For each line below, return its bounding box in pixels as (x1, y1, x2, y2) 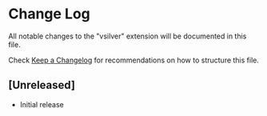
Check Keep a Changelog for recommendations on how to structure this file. (8, 55, 260, 65)
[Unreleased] (8, 78, 76, 92)
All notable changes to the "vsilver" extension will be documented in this (8, 31, 247, 41)
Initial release (19, 99, 64, 109)
